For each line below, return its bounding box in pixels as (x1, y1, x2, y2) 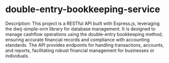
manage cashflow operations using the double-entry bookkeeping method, (5, 31, 163, 37)
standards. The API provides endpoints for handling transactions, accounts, (5, 42, 164, 48)
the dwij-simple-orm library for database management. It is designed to (5, 25, 156, 31)
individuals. (5, 52, 30, 59)
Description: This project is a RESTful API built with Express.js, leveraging (5, 20, 160, 26)
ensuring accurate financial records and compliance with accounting (5, 37, 150, 43)
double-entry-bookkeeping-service (5, 4, 160, 15)
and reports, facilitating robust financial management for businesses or (5, 47, 155, 53)
